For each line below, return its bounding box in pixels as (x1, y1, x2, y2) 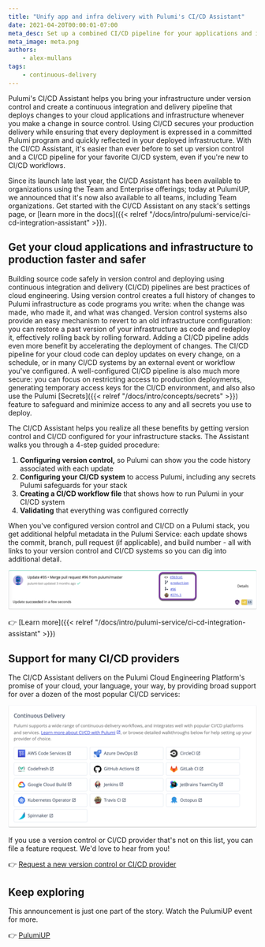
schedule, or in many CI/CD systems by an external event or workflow (8, 357, 236, 367)
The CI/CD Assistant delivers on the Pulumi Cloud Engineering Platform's (8, 673, 245, 682)
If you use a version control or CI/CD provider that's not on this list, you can (8, 836, 254, 845)
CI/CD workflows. (8, 160, 65, 170)
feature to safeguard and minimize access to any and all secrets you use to (8, 399, 252, 409)
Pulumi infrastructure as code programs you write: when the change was (8, 299, 245, 308)
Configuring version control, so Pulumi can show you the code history (19, 455, 251, 464)
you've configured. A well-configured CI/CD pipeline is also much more (8, 366, 241, 375)
